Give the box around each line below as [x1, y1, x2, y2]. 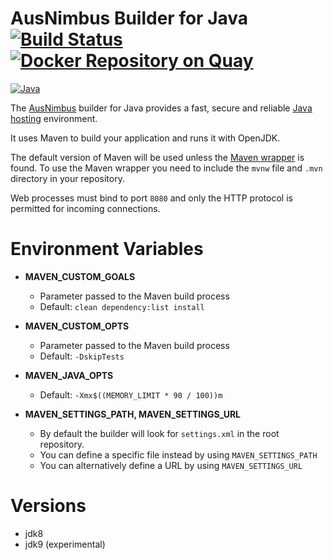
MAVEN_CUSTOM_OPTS [24, 320, 130, 332]
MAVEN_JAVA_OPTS [24, 369, 114, 381]
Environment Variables [10, 238, 204, 261]
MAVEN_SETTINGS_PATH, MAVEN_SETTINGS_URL [24, 408, 242, 420]
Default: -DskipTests [39, 350, 125, 362]
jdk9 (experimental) [24, 538, 106, 550]
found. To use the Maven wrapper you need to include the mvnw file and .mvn [10, 162, 323, 174]
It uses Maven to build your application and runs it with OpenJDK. [10, 132, 281, 144]
